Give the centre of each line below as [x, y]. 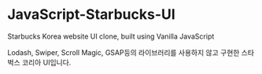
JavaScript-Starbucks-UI [92, 15]
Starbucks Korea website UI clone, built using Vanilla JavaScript [111, 36]
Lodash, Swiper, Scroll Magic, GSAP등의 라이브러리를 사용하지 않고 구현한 [124, 52]
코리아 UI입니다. [46, 62]
